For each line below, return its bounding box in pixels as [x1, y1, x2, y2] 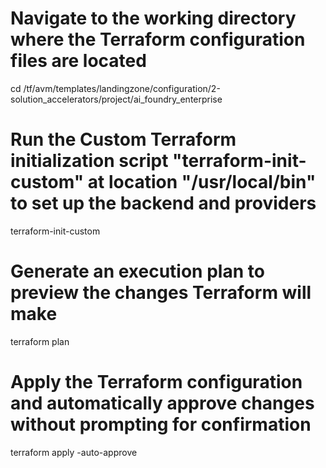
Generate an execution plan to [10, 260, 265, 283]
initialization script [10, 150, 169, 172]
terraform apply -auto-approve [10, 446, 138, 458]
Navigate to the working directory [10, 7, 297, 30]
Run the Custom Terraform [10, 128, 237, 151]
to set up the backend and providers [10, 192, 317, 215]
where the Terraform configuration [10, 28, 306, 51]
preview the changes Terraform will [10, 282, 312, 304]
